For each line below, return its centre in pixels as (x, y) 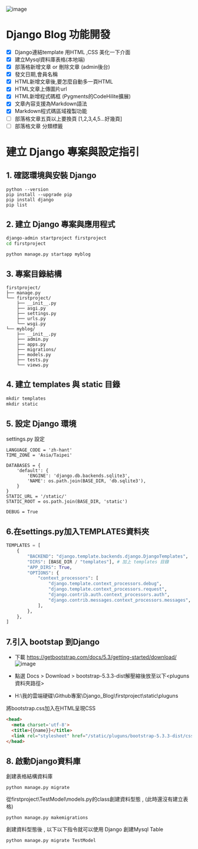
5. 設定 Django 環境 (41, 424)
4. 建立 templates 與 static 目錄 (63, 385)
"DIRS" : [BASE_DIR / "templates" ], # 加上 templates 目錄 (98, 562)
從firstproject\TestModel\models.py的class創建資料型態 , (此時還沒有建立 (95, 799)
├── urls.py (31, 319)
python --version (27, 189)
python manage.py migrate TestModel (51, 841)
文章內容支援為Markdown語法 (51, 104)
